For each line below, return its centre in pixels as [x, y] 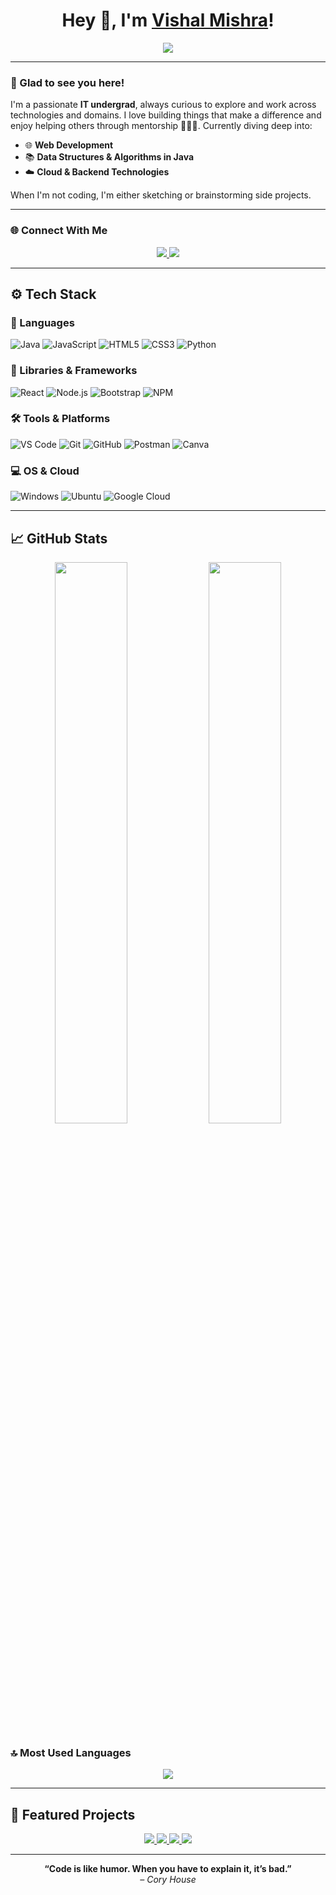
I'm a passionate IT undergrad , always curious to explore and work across [163, 105]
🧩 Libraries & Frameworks [74, 371]
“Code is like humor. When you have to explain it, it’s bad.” [168, 1869]
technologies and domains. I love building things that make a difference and [166, 115]
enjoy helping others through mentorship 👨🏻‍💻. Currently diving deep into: [161, 126]
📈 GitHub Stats [59, 538]
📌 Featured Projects [73, 1814]
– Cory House [168, 1880]
